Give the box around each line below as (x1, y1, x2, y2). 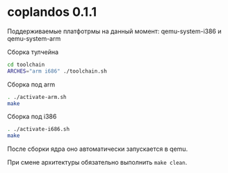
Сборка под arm (7, 80, 56, 89)
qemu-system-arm (7, 34, 61, 42)
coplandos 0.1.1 (7, 4, 97, 20)
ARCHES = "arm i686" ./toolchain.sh (7, 67, 108, 75)
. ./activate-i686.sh (7, 126, 70, 133)
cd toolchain (7, 61, 45, 68)
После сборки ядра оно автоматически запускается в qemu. (7, 145, 188, 153)
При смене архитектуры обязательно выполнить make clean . (7, 158, 188, 167)
